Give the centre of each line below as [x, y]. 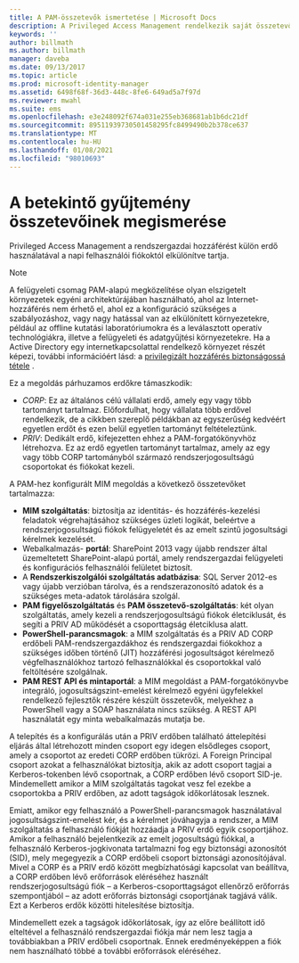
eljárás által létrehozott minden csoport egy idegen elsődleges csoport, [140, 746]
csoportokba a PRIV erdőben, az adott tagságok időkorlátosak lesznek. [139, 794]
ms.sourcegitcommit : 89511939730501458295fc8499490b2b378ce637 [129, 126]
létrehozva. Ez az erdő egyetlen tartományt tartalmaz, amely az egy [146, 448]
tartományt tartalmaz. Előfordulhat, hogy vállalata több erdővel [137, 410]
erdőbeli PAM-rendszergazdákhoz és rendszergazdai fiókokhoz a [142, 644]
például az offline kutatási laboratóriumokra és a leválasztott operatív [136, 328]
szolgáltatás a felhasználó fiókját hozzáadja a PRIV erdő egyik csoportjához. [149, 829]
